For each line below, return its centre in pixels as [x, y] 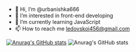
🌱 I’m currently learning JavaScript [58, 22]
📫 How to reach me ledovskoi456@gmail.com [72, 29]
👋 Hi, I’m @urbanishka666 [47, 9]
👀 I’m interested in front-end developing [64, 16]
